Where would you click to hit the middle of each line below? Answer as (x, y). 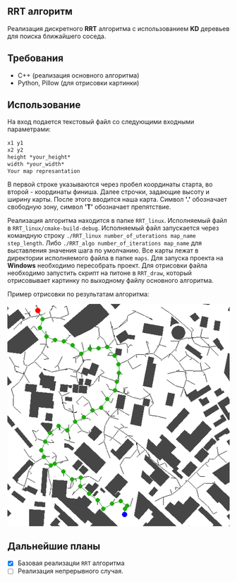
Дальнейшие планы (54, 546)
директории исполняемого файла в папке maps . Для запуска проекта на (115, 258)
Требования (35, 58)
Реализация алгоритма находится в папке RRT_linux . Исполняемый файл (117, 221)
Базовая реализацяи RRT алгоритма (71, 563)
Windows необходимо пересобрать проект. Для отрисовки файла (108, 266)
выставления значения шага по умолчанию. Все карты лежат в (103, 250)
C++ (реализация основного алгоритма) (78, 75)
